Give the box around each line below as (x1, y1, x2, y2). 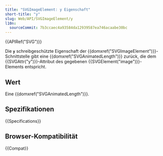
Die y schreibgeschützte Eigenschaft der (5, 48, 87, 54)
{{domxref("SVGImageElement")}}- (87, 48, 159, 54)
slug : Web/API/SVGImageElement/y (5, 16, 73, 21)
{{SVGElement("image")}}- (88, 59, 143, 65)
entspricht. (24, 64, 46, 70)
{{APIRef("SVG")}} (5, 39, 42, 45)
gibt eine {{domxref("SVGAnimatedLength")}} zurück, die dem (31, 53, 156, 59)
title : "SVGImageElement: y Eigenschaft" (5, 7, 91, 12)
